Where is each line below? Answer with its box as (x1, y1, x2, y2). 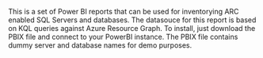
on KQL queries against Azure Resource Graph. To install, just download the (8, 24, 256, 33)
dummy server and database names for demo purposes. (8, 41, 192, 50)
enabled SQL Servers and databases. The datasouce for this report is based (8, 15, 257, 25)
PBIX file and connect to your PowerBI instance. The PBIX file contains (8, 32, 238, 41)
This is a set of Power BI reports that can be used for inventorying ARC (8, 7, 239, 16)
